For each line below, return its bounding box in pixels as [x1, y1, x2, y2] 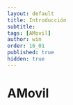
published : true [7, 49, 54, 56]
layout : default [7, 10, 54, 17]
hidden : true [7, 56, 45, 63]
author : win [7, 36, 42, 43]
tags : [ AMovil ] [7, 29, 51, 37]
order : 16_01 [7, 42, 45, 49]
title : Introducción [7, 17, 67, 24]
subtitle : [7, 23, 36, 30]
